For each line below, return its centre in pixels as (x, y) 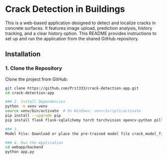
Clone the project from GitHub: (37, 79)
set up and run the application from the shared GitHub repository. (72, 39)
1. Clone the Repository (34, 68)
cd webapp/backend (24, 147)
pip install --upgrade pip (33, 115)
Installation (23, 54)
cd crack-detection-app (30, 93)
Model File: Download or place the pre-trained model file (68, 134)
